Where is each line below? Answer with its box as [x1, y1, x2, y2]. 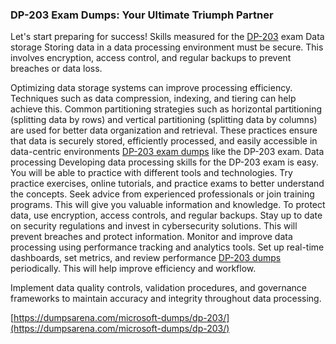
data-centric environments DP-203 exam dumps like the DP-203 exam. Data [10, 146, 325, 158]
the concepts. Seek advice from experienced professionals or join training [10, 188, 315, 200]
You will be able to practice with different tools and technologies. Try [10, 167, 293, 179]
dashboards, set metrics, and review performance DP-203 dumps [10, 252, 282, 264]
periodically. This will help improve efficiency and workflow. [10, 263, 257, 275]
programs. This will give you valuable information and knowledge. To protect [10, 199, 326, 211]
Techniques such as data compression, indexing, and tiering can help [10, 93, 297, 105]
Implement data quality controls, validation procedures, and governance [10, 282, 308, 294]
